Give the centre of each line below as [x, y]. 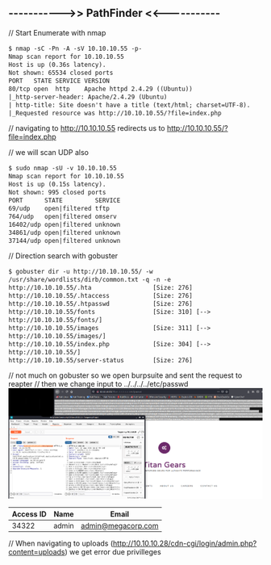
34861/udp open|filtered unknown [65, 232]
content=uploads [37, 552]
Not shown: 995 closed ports [57, 192]
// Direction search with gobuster [63, 255]
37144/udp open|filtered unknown [65, 241]
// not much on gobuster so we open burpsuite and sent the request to [125, 375]
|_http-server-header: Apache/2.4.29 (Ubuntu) [88, 97]
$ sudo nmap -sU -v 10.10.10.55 [63, 168]
